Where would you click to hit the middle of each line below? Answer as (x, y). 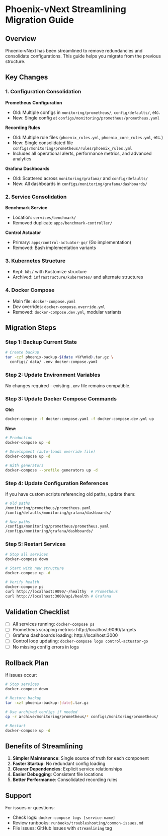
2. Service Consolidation (36, 197)
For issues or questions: (30, 808)
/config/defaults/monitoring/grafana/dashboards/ (58, 513)
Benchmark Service (26, 207)
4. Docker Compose (30, 290)
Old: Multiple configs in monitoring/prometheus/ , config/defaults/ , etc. (86, 112)
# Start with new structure (35, 568)
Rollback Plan (27, 663)
